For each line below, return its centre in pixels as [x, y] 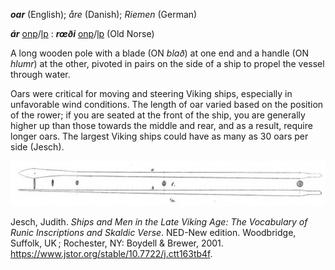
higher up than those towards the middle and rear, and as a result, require [161, 125]
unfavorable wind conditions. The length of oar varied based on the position [167, 104]
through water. [40, 74]
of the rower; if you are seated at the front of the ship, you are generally [158, 115]
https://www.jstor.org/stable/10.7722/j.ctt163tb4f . [111, 253]
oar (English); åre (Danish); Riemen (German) [104, 14]
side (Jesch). [37, 147]
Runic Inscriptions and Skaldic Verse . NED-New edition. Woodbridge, [153, 232]
